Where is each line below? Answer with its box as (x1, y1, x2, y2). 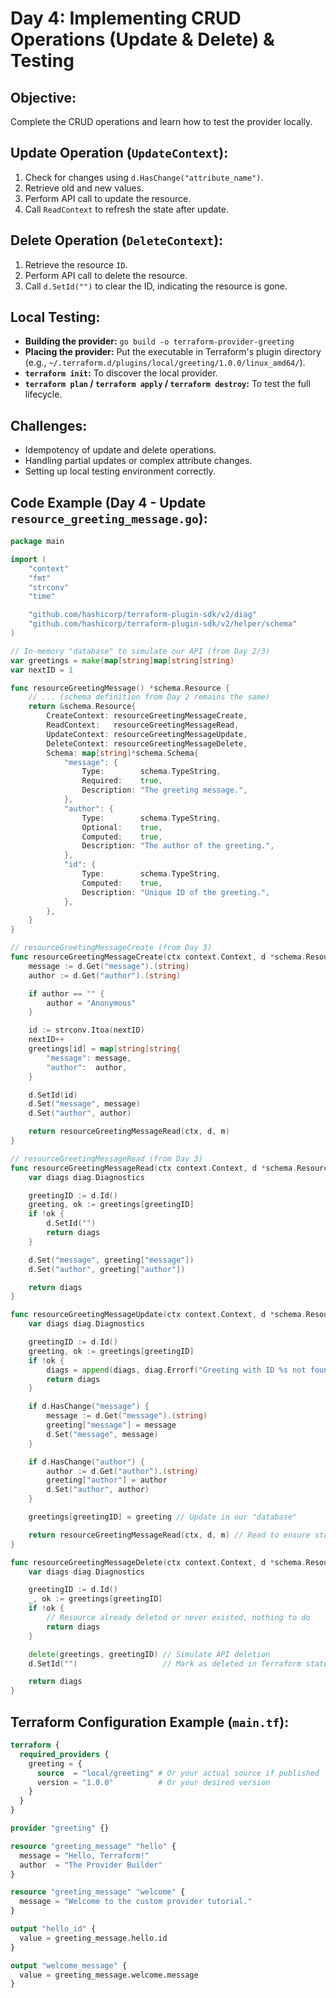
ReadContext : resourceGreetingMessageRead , (46, 720, 240, 731)
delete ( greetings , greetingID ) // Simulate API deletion (28, 1649, 271, 1659)
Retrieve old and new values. (24, 182, 145, 194)
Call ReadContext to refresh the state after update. (24, 203, 229, 215)
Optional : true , (81, 822, 163, 832)
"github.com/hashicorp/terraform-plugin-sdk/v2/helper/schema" (28, 619, 298, 629)
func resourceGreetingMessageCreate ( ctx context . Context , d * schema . (10, 952, 307, 962)
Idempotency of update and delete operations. (24, 444, 217, 456)
